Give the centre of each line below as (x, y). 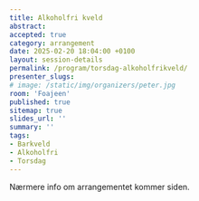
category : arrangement (52, 43)
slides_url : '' (38, 119)
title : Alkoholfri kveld (56, 18)
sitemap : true (36, 110)
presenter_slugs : (42, 77)
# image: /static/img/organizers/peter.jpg (93, 85)
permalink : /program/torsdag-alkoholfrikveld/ (99, 69)
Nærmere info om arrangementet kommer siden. (99, 187)
